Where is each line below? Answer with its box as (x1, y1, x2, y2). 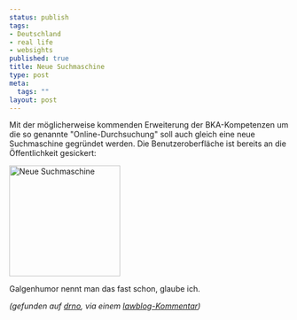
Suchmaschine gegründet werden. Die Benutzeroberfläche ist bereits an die (9, 138, 286, 149)
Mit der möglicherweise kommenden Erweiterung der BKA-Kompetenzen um (9, 120, 289, 130)
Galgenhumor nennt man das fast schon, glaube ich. (9, 284, 201, 294)
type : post (9, 71, 50, 80)
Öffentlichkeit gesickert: (9, 148, 97, 159)
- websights (9, 46, 53, 55)
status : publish (9, 12, 69, 22)
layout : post (9, 95, 58, 105)
